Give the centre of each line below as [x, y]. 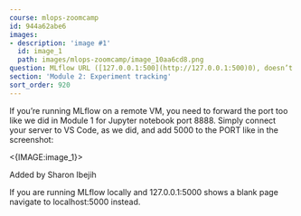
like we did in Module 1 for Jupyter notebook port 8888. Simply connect [143, 120]
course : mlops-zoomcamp [54, 18]
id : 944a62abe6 [38, 26]
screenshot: [32, 139]
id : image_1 [40, 52]
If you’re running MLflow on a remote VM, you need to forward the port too [149, 110]
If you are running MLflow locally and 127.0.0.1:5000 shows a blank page [144, 192]
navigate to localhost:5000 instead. [75, 202]
